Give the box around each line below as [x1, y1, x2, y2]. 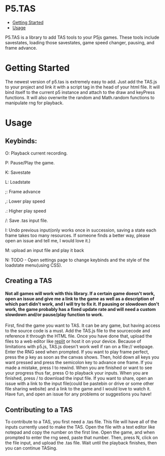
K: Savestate [5, 169, 31, 175]
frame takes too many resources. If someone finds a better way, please [5, 232, 150, 238]
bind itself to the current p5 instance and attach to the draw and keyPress [5, 89, 155, 95]
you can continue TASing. [5, 445, 58, 451]
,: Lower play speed [5, 198, 45, 204]
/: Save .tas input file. [5, 217, 48, 224]
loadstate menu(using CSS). [5, 262, 63, 268]
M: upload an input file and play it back [5, 247, 84, 253]
